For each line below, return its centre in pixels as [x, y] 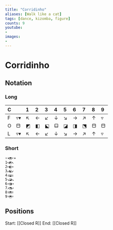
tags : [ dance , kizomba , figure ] [38, 18]
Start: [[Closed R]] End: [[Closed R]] [41, 223]
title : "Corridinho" [26, 9]
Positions [19, 211]
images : [13, 37]
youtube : [14, 28]
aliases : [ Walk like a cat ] [33, 14]
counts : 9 [15, 23]
